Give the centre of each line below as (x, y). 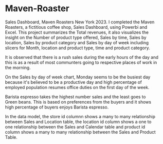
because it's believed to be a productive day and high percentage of (73, 82)
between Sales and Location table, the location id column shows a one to (78, 122)
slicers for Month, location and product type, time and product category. (77, 48)
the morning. (18, 67)
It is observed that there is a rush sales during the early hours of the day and (82, 57)
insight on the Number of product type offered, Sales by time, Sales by (76, 37)
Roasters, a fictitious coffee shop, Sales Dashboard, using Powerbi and (76, 27)
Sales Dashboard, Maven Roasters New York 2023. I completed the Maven (80, 22)
